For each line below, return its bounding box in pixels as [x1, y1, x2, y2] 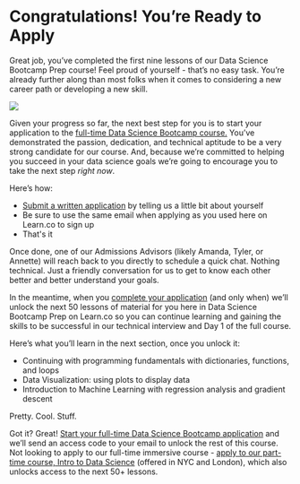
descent [21, 393, 53, 404]
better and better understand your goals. [9, 274, 159, 285]
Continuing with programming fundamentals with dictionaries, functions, [21, 355, 289, 366]
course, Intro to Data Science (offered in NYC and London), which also [27, 456, 287, 467]
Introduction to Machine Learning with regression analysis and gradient [21, 384, 286, 394]
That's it [21, 229, 54, 239]
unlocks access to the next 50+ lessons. [9, 466, 159, 477]
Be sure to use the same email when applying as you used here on [21, 209, 268, 220]
